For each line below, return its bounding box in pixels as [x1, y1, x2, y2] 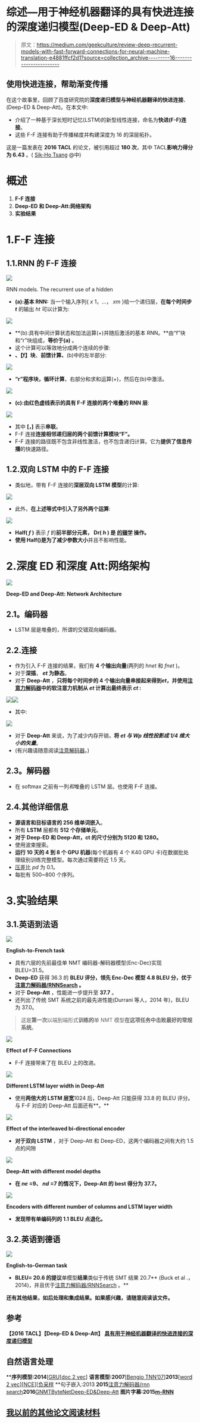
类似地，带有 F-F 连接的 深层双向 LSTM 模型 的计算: [14, 481, 139, 488]
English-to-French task [6, 946, 65, 954]
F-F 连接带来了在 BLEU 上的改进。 [14, 1059, 99, 1066]
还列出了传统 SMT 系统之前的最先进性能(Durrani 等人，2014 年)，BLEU [14, 996, 189, 1003]
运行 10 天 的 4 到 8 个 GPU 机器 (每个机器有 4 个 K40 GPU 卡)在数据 [14, 848, 179, 855]
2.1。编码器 [6, 609, 48, 619]
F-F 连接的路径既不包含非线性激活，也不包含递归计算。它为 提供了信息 [14, 438, 187, 445]
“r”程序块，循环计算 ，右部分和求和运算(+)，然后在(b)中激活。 [14, 375, 168, 383]
